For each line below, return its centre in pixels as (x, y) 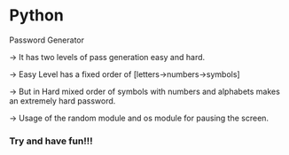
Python (36, 15)
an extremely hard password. (62, 101)
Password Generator (47, 40)
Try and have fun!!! (51, 141)
